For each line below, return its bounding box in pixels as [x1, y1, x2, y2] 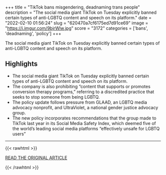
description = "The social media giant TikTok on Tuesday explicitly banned [5, 9, 157, 15]
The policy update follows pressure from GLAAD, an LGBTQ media [12, 99, 147, 105]
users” [12, 131, 26, 137]
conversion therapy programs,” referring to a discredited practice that [12, 89, 155, 95]
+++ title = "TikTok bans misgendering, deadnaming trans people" [5, 4, 140, 10]
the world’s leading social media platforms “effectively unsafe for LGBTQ [12, 125, 160, 131]
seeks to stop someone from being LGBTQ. [12, 94, 100, 100]
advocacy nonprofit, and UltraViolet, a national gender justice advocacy [12, 104, 159, 111]
